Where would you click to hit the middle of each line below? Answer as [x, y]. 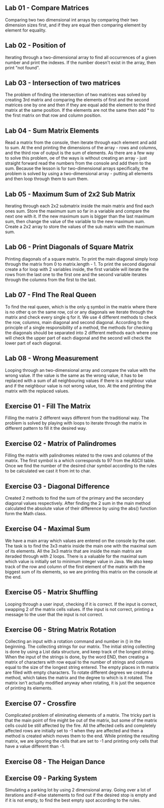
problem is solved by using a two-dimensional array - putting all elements [79, 174]
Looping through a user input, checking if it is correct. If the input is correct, [81, 604]
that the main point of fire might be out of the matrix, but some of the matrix [81, 720]
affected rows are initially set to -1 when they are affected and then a [74, 731]
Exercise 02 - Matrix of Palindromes [61, 444]
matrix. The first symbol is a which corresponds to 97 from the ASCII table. [80, 461]
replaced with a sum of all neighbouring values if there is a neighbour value [81, 381]
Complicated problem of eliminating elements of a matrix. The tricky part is [80, 715]
